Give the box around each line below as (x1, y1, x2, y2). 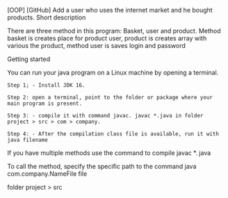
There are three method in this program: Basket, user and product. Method (7, 27, 221, 35)
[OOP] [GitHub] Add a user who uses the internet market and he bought (7, 6, 213, 14)
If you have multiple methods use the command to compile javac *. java (7, 149, 211, 157)
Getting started (7, 55, 51, 63)
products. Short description (7, 13, 86, 22)
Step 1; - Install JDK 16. (7, 82, 85, 89)
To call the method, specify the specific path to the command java (7, 163, 197, 170)
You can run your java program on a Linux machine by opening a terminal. (7, 69, 219, 76)
